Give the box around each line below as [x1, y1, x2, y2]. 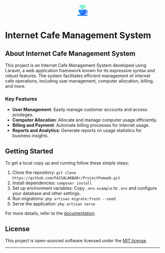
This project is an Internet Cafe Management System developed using [5, 62, 146, 68]
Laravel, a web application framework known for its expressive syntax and [5, 68, 155, 73]
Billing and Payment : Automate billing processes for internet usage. [12, 122, 150, 128]
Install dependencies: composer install [12, 180, 92, 186]
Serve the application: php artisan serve [12, 201, 96, 207]
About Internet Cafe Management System [5, 49, 136, 57]
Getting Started [5, 147, 54, 155]
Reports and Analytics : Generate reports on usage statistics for [12, 128, 142, 134]
